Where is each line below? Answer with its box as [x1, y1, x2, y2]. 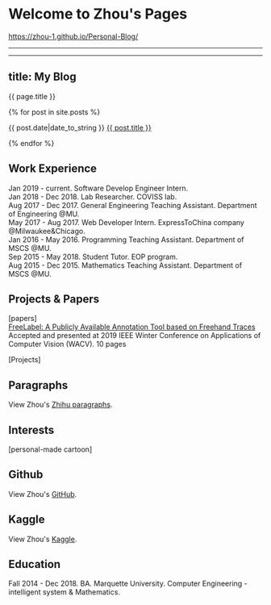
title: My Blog [8, 70, 77, 84]
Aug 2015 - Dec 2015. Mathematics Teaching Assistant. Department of [8, 260, 243, 270]
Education [8, 557, 61, 571]
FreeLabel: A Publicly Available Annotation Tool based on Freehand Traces [8, 322, 256, 332]
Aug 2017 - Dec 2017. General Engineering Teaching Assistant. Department [8, 200, 257, 210]
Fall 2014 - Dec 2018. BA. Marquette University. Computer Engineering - [8, 578, 248, 589]
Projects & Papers [8, 292, 100, 306]
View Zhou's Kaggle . [8, 534, 77, 544]
